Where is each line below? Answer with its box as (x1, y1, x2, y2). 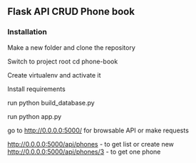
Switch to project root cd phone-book (7, 57, 118, 65)
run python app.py (7, 112, 62, 120)
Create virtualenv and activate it (7, 70, 101, 79)
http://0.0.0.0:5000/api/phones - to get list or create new (7, 140, 175, 148)
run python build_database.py (7, 98, 95, 107)
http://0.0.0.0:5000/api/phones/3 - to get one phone (7, 147, 161, 156)
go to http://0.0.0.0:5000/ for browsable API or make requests (7, 126, 189, 135)
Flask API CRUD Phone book (7, 6, 135, 18)
